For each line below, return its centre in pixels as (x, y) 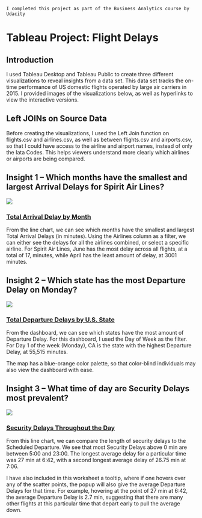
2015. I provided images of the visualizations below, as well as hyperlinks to (100, 93)
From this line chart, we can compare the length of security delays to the (96, 441)
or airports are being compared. (46, 159)
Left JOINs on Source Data (57, 119)
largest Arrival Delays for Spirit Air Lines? (85, 187)
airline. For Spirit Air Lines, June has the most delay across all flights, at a (97, 249)
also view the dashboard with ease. (50, 370)
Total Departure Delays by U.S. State (61, 320)
